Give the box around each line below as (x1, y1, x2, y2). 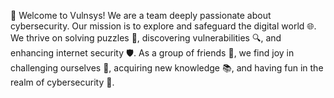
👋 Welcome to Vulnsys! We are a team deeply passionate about (10, 10, 272, 21)
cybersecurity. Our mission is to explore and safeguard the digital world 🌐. (10, 20, 317, 32)
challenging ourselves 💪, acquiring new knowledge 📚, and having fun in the (10, 62, 324, 74)
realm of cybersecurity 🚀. (10, 76, 115, 88)
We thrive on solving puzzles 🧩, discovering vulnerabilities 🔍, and (10, 32, 282, 44)
